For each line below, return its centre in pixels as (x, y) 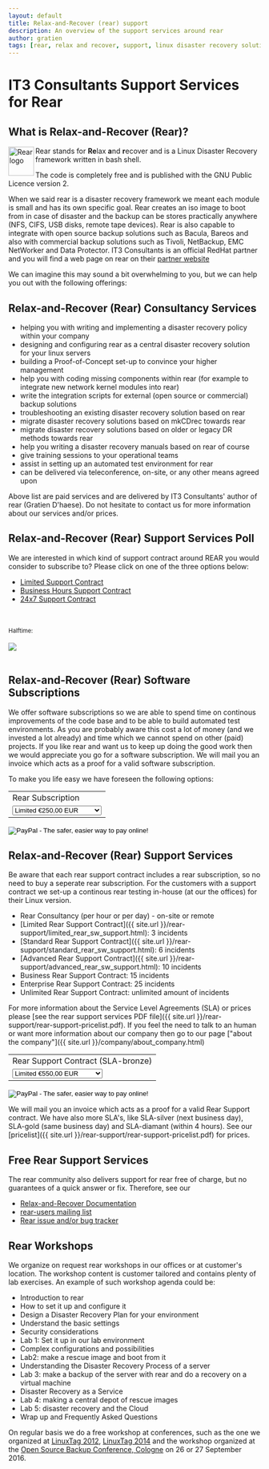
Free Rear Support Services (78, 1160)
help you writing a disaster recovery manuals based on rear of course (134, 447)
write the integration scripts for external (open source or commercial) (134, 395)
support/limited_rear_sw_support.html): (84, 933)
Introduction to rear (52, 1297)
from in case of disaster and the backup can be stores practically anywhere (133, 217)
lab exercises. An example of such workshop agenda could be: (112, 1282)
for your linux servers (55, 353)
